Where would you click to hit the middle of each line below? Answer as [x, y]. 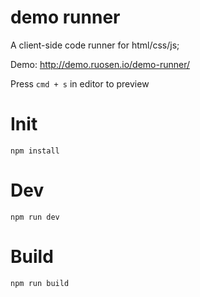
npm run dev [35, 217]
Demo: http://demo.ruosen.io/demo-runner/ [100, 64]
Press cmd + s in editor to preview [80, 83]
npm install [35, 151]
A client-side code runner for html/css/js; [95, 45]
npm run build [40, 283]
